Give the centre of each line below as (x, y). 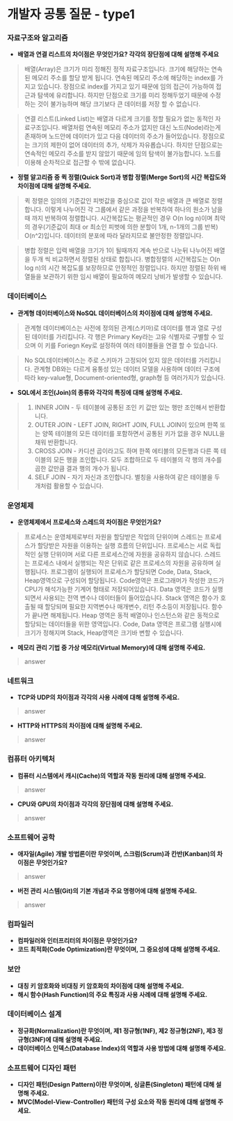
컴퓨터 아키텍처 (31, 759)
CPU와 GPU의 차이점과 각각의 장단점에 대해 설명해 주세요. (95, 804)
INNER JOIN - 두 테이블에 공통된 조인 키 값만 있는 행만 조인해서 (121, 407)
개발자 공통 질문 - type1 (71, 14)
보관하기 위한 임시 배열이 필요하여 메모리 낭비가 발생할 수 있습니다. (133, 277)
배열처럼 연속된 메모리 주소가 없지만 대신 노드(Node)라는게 (141, 128)
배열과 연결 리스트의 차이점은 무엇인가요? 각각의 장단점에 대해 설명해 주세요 (118, 54)
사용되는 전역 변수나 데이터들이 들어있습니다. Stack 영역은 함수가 (131, 598)
